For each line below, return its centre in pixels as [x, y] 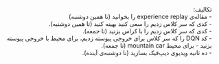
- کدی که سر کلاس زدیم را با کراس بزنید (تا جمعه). [147, 31]
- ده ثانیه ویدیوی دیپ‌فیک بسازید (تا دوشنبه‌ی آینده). [147, 53]
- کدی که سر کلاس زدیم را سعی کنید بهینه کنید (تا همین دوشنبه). [130, 24]
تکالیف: [203, 9]
